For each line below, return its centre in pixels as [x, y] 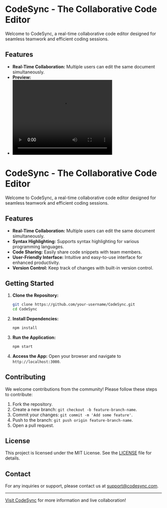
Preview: [22, 77]
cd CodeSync [25, 309]
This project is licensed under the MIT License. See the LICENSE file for [79, 453]
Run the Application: [34, 337]
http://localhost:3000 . [37, 361]
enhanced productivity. [36, 262]
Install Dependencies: [35, 319]
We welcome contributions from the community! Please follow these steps [81, 389]
